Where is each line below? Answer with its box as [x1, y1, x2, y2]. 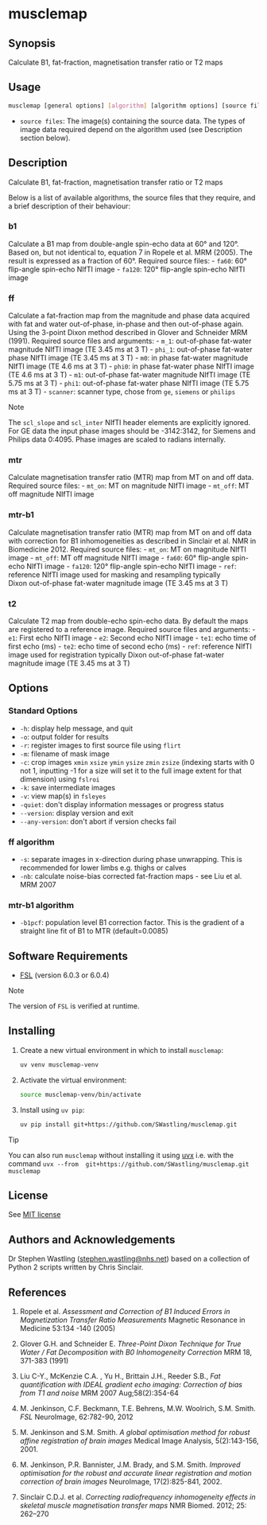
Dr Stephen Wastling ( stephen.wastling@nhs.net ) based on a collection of [8, 1254, 250, 1264]
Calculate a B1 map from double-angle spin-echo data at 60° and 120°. [8, 239, 239, 248]
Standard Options [8, 705, 78, 716]
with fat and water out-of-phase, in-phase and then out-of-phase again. [8, 319, 244, 329]
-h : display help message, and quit [19, 723, 133, 733]
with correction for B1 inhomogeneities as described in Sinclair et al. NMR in [8, 536, 257, 545]
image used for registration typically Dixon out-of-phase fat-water [8, 649, 225, 659]
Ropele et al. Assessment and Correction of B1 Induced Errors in [19, 1306, 230, 1316]
